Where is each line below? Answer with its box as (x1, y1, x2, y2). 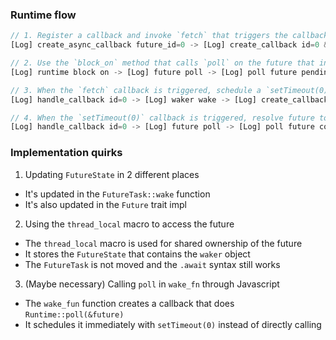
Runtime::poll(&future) (24, 309, 125, 320)
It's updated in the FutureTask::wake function (24, 188, 211, 200)
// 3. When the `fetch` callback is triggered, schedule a (10, 85, 262, 95)
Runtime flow (10, 8, 77, 22)
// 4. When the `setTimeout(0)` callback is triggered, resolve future (10, 113, 315, 123)
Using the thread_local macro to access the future (24, 218, 235, 230)
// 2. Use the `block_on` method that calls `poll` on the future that (10, 58, 315, 68)
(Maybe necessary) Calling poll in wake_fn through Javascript (24, 278, 280, 290)
